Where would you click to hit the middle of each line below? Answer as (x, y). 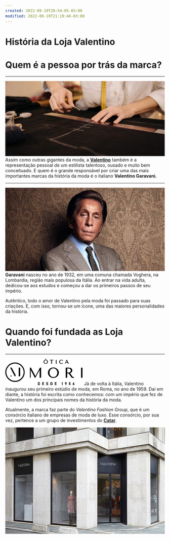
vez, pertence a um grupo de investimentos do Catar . (61, 420)
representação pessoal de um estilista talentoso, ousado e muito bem (78, 165)
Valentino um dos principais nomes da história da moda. (64, 400)
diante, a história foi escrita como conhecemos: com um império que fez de (84, 394)
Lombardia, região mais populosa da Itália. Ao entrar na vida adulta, (76, 280)
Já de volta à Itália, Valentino (114, 383)
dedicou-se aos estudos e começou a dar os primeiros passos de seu (78, 286)
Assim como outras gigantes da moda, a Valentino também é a (71, 160)
